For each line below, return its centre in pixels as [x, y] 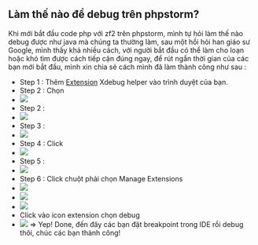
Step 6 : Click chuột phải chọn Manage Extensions [101, 178]
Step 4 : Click [41, 143]
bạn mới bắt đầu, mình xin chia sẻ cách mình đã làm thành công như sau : [127, 67]
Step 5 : [32, 161]
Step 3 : [32, 126]
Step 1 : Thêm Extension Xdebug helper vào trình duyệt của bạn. [123, 82]
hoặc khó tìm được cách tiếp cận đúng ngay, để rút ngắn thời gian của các [129, 58]
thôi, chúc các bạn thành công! [70, 232]
